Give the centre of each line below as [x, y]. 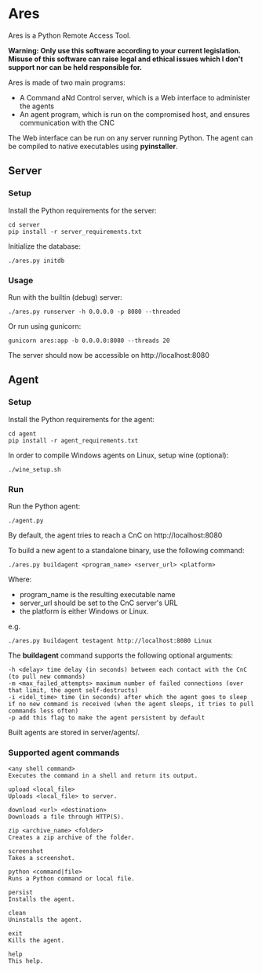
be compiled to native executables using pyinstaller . [93, 146]
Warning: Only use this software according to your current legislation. [124, 50]
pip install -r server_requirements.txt [75, 231]
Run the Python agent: [44, 506]
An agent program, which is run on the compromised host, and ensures [135, 114]
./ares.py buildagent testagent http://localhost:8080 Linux [110, 640]
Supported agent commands [64, 753]
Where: [20, 579]
